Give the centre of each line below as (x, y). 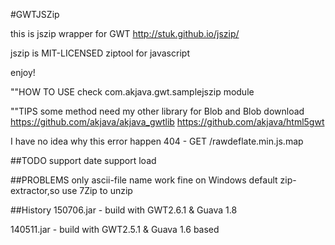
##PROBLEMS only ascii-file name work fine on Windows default (144, 180)
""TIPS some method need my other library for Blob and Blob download (157, 111)
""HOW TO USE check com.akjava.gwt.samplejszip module (132, 92)
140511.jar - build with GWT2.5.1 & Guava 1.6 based (115, 229)
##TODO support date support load (83, 160)
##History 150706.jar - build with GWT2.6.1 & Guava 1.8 (124, 210)
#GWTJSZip (35, 14)
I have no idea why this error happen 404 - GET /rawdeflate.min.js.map (157, 141)
